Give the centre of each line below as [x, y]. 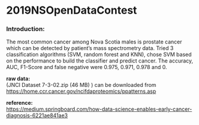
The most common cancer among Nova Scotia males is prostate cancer [94, 42]
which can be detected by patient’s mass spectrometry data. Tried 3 [90, 48]
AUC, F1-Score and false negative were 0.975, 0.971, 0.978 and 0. [87, 67]
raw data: [18, 79]
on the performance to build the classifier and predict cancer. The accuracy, [100, 61]
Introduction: [26, 29]
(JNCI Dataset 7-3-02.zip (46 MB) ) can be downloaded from [81, 85]
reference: [19, 103]
